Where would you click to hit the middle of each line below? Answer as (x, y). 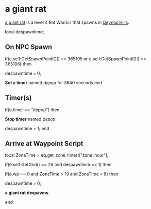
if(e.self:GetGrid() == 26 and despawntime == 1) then (58, 165)
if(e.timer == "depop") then (32, 110)
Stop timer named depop (30, 119)
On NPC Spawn (29, 47)
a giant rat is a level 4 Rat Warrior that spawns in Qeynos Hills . (67, 22)
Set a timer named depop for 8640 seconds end (53, 82)
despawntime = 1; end (27, 128)
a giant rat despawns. (27, 193)
